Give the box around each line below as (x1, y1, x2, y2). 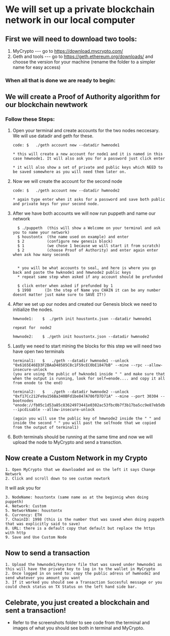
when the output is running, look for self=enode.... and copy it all (12, 376, 165, 381)
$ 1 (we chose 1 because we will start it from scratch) (17, 243, 161, 248)
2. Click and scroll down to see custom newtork (5, 476, 110, 481)
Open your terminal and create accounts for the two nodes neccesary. (12, 127, 160, 133)
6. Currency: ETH (5, 513, 42, 518)
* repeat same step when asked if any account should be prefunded (17, 274, 163, 279)
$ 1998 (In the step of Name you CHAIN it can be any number (17, 288, 161, 293)
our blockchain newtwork (5, 101, 88, 109)
